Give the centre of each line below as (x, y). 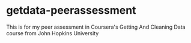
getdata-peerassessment (71, 10)
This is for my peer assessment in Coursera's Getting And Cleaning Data (96, 27)
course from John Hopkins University (53, 33)
